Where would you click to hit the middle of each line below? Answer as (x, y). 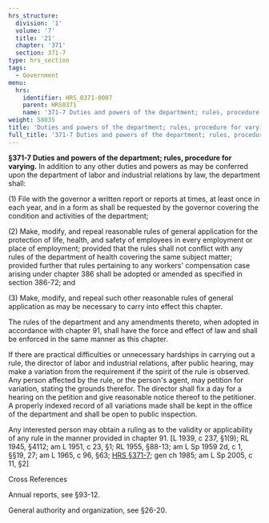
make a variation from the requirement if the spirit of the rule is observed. (129, 371)
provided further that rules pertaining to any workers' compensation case (129, 265)
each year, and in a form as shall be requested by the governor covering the (133, 207)
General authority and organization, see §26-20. (88, 510)
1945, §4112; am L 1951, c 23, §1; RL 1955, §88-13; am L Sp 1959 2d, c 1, (126, 446)
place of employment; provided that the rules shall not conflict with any (126, 248)
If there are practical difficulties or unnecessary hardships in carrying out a (132, 354)
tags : (17, 68)
